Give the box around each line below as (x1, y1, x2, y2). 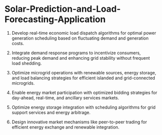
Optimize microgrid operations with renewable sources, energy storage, (11, 69, 157, 75)
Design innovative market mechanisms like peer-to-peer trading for (11, 119, 147, 125)
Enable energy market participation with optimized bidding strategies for (11, 90, 157, 95)
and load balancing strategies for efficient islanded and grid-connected (11, 75, 156, 81)
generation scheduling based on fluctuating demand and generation (11, 35, 149, 41)
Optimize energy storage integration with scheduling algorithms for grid (11, 104, 156, 110)
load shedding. (11, 60, 42, 66)
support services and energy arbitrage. (11, 109, 91, 115)
